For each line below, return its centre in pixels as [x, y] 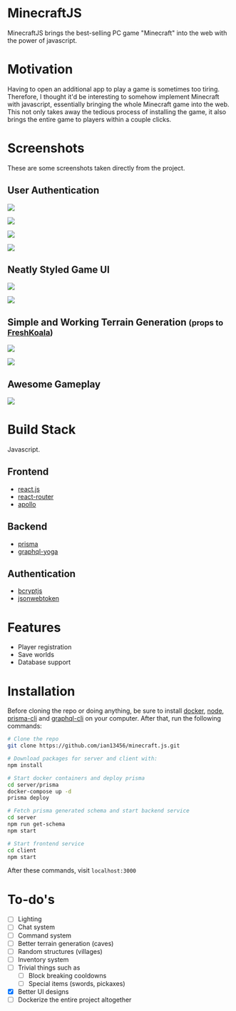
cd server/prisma [33, 785]
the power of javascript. [42, 40]
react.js [29, 489]
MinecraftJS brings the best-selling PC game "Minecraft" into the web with [117, 33]
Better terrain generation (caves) [66, 943]
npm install [25, 765]
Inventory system [43, 959]
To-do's [31, 899]
